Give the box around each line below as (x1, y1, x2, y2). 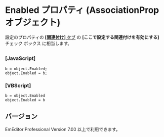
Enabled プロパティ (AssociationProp (5, 4, 159, 16)
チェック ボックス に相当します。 (5, 40, 73, 46)
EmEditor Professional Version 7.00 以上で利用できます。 (5, 126, 121, 132)
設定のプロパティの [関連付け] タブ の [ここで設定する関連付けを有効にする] (5, 34, 160, 40)
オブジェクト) (5, 17, 61, 28)
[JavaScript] (5, 55, 36, 62)
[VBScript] (5, 82, 31, 89)
